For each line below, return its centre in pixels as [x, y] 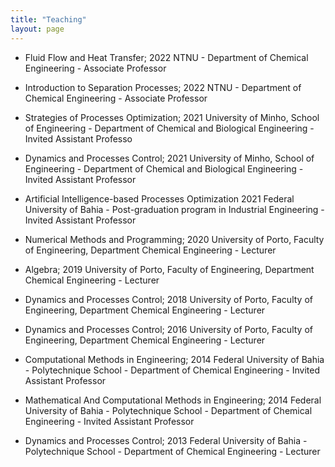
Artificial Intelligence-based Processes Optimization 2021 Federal [159, 198]
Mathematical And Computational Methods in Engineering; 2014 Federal [173, 400]
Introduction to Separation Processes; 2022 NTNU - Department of [163, 87]
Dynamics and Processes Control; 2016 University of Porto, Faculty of [168, 329]
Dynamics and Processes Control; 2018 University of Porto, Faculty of [168, 299]
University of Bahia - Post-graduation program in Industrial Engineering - [174, 209]
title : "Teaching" [48, 19]
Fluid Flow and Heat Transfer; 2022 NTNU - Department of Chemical [166, 57]
